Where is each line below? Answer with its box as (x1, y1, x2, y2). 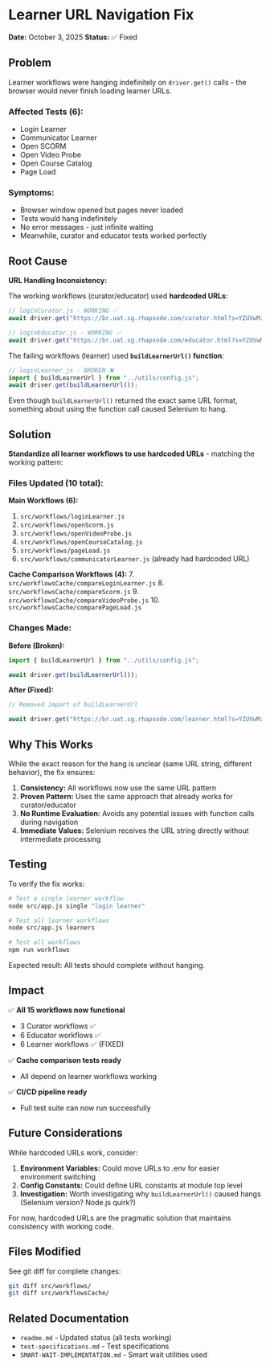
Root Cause (8, 254, 68, 268)
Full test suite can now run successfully (19, 1103, 151, 1113)
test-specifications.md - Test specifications (19, 1341, 170, 1352)
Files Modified (8, 1245, 82, 1259)
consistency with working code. (8, 1221, 114, 1231)
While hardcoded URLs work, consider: (8, 1147, 138, 1157)
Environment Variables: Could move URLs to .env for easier (19, 1163, 219, 1173)
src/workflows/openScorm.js (19, 521, 114, 530)
